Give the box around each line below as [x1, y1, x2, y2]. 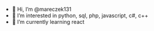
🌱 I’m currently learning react [11, 18, 85, 25]
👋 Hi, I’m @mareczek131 [11, 6, 72, 13]
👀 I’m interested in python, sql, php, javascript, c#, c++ [11, 12, 149, 19]
